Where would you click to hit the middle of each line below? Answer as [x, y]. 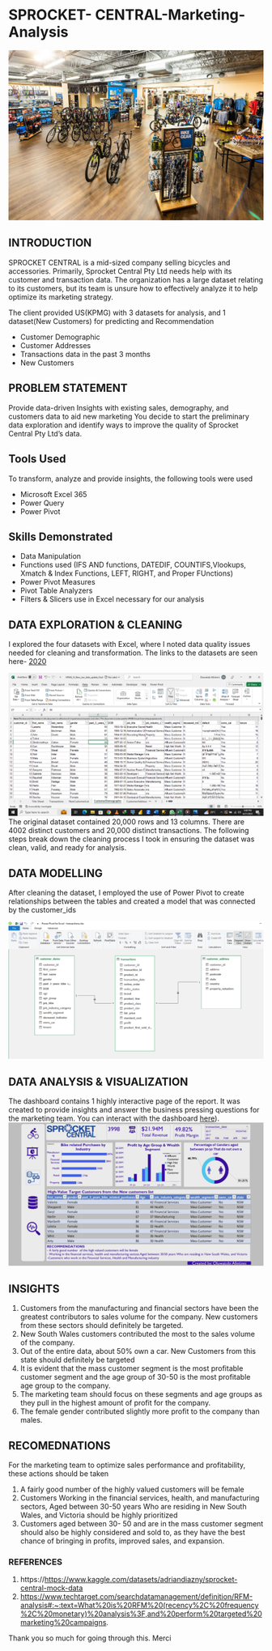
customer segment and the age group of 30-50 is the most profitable [135, 1377]
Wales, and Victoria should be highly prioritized [99, 1515]
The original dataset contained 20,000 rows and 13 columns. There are [127, 822]
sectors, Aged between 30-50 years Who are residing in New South [133, 1507]
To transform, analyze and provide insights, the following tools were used [131, 479]
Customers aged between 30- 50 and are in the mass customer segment [142, 1524]
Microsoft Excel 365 [53, 494]
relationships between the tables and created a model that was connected [132, 901]
